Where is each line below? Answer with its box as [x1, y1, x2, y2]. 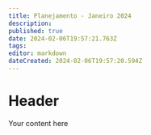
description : [8, 19, 52, 27]
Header [8, 92, 59, 110]
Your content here [8, 118, 69, 128]
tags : [8, 42, 27, 50]
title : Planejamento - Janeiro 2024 [8, 11, 132, 20]
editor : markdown [8, 49, 67, 57]
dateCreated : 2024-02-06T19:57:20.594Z [8, 57, 143, 65]
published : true [8, 27, 63, 35]
